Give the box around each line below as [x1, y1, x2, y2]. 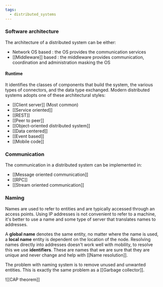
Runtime [5, 71, 23, 77]
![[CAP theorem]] [5, 276, 40, 282]
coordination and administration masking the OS [12, 59, 111, 65]
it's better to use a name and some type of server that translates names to [5, 216, 156, 222]
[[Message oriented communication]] [12, 171, 88, 178]
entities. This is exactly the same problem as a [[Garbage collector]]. [5, 267, 145, 273]
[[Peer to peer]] [12, 118, 44, 123]
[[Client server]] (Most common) [12, 102, 79, 108]
